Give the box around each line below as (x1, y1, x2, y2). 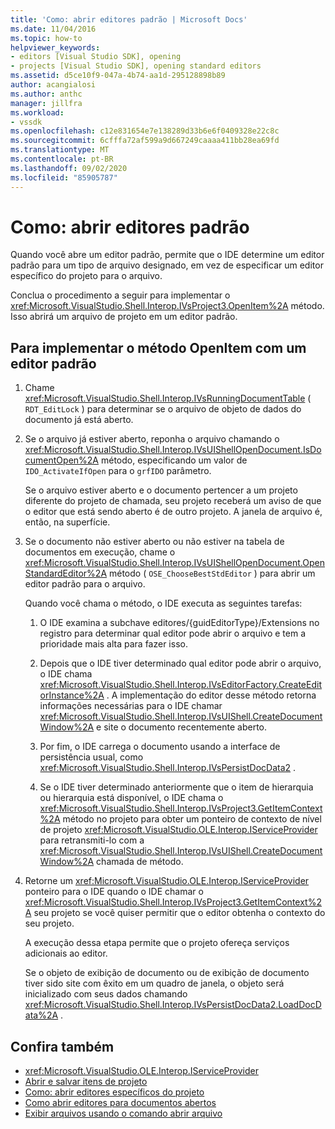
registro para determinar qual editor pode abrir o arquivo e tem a (39, 627, 307, 640)
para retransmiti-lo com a (39, 834, 145, 846)
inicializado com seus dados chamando (24, 988, 188, 1000)
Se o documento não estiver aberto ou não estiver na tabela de (24, 536, 285, 548)
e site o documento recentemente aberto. (96, 721, 268, 733)
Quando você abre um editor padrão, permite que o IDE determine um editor (10, 249, 325, 261)
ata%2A (24, 1009, 59, 1021)
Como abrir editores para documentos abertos (24, 1097, 217, 1109)
